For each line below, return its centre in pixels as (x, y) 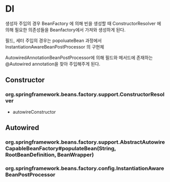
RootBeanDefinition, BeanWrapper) (49, 155)
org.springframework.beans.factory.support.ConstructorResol (85, 95)
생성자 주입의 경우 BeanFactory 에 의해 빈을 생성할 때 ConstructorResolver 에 (83, 23)
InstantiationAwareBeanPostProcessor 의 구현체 (55, 47)
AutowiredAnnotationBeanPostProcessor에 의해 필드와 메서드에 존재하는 (79, 57)
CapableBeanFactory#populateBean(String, (61, 148)
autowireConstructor (34, 112)
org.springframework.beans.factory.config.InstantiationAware (85, 168)
